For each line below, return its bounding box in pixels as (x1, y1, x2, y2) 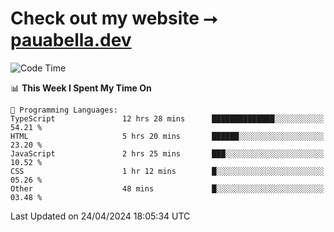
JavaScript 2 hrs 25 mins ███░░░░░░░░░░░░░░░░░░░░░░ (10, 148, 325, 159)
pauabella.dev (10, 29, 132, 52)
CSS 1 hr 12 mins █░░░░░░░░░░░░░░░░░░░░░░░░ (10, 166, 325, 176)
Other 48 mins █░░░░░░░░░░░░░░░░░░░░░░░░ (10, 183, 325, 194)
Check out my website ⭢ (10, 7, 218, 30)
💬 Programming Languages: (10, 105, 118, 115)
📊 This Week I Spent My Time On (10, 82, 152, 94)
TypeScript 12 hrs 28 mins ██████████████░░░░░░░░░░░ (10, 113, 325, 124)
